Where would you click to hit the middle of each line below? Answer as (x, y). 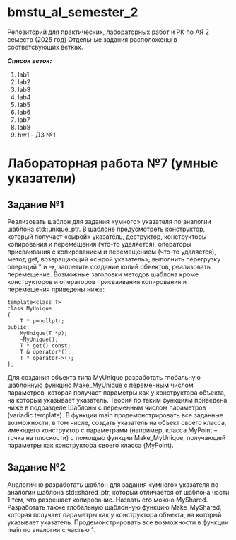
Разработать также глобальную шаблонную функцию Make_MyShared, (114, 507)
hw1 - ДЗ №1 (36, 135)
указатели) (42, 179)
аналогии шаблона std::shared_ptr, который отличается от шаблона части (118, 492)
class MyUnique (30, 308)
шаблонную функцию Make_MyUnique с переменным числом (101, 385)
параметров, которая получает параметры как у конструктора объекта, (117, 392)
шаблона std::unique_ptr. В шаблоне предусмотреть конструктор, (106, 229)
